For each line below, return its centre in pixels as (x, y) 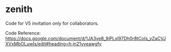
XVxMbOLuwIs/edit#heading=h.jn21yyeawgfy (54, 43)
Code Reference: (23, 33)
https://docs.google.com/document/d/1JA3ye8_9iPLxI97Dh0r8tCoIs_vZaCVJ (86, 38)
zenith (19, 9)
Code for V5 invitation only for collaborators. (52, 23)
